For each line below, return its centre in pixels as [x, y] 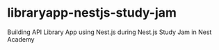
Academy [21, 39]
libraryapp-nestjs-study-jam [92, 13]
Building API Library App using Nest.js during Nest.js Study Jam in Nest [109, 32]
